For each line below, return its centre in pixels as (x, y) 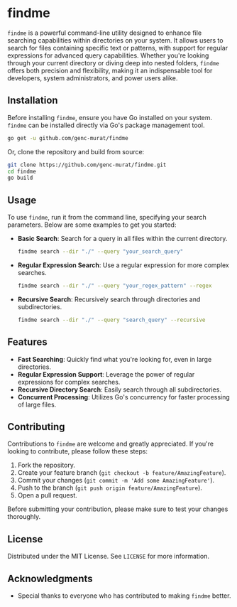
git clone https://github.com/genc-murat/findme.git (87, 165)
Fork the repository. (46, 465)
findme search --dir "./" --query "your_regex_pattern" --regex (115, 286)
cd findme (22, 171)
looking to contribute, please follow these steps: (77, 451)
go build (20, 178)
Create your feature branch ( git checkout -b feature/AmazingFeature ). (122, 473)
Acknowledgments (50, 578)
